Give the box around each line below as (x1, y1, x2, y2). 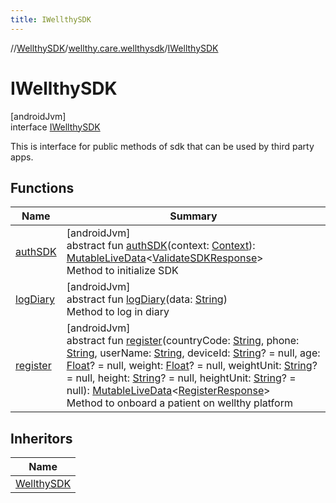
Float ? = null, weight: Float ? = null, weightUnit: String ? (66, 359, 318, 373)
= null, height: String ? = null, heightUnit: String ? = (66, 371, 297, 385)
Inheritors (10, 430, 73, 447)
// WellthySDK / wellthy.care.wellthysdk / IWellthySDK (10, 42, 219, 54)
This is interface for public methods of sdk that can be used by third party (10, 140, 315, 152)
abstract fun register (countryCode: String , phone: (66, 334, 300, 348)
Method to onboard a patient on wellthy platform (66, 396, 293, 410)
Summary (169, 209, 218, 223)
